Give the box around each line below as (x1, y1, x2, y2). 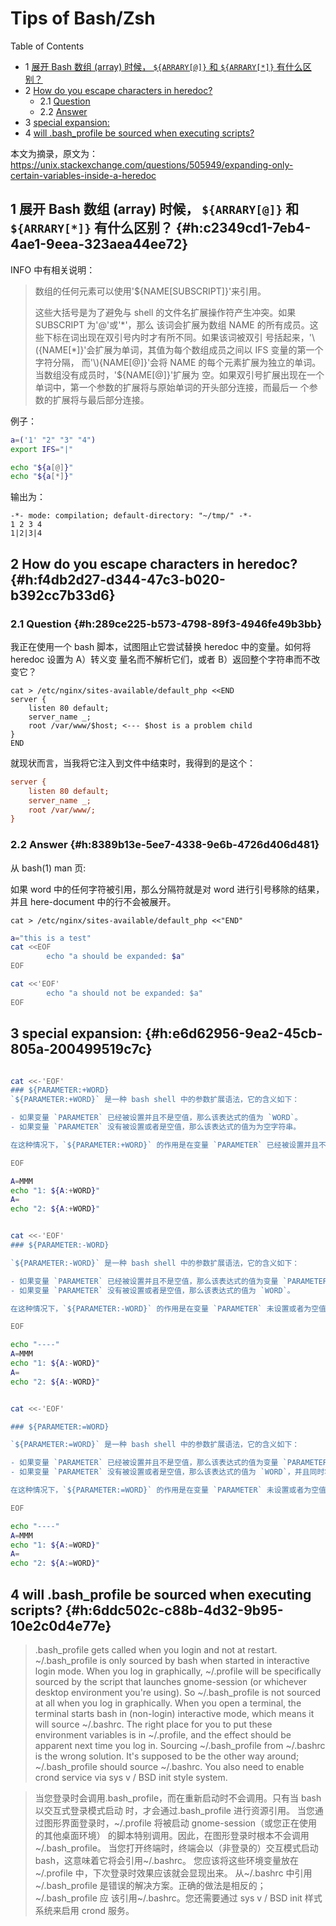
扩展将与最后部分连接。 (52, 393, 150, 406)
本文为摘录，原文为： (10, 147, 98, 159)
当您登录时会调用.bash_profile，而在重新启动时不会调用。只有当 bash (34, 1792, 322, 1804)
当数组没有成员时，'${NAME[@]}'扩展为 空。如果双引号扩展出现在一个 (34, 368, 325, 381)
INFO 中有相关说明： (10, 263, 96, 276)
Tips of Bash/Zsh (10, 7, 156, 30)
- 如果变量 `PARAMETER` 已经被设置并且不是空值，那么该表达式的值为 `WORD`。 (10, 1113, 303, 1123)
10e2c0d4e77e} (10, 1617, 112, 1634)
